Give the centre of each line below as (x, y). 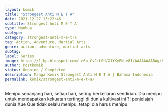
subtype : (14, 33)
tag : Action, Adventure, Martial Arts (45, 42)
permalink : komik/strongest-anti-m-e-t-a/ (50, 79)
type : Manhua (19, 28)
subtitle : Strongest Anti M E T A (41, 24)
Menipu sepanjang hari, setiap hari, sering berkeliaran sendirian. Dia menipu (84, 93)
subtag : (13, 51)
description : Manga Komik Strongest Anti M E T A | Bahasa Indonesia (79, 75)
